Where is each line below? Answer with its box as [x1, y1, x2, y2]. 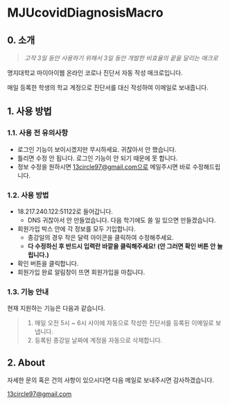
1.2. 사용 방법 [7, 190, 49, 200]
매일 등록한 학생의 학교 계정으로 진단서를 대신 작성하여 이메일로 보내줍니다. [7, 83, 209, 92]
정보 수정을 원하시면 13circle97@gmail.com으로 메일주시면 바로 [17, 162, 191, 171]
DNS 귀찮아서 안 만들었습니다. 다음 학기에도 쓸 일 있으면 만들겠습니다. [27, 216, 216, 224]
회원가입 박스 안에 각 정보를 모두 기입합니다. [17, 224, 136, 233]
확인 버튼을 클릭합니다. [17, 259, 79, 268]
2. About [7, 356, 46, 368]
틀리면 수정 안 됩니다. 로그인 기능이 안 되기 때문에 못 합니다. [17, 154, 178, 162]
